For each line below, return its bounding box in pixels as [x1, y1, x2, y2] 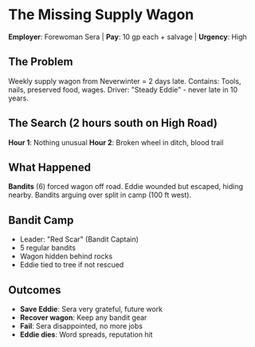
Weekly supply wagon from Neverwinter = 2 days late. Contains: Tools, [8, 76, 241, 85]
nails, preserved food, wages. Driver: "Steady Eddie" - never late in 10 [8, 85, 238, 94]
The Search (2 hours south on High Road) [8, 116, 218, 130]
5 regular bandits [19, 243, 76, 253]
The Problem [8, 55, 73, 69]
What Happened [8, 160, 92, 174]
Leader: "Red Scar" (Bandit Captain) [19, 235, 139, 244]
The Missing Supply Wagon [8, 6, 194, 24]
